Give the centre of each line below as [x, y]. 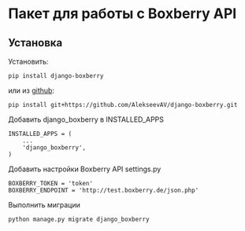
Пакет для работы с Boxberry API [122, 14]
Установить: [28, 61]
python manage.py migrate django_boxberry [79, 219]
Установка [35, 43]
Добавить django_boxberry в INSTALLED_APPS [86, 119]
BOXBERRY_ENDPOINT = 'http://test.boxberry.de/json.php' [104, 190]
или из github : [32, 90]
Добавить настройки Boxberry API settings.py [85, 169]
